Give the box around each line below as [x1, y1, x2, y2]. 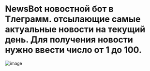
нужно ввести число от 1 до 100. [5, 44, 142, 56]
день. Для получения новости [5, 34, 133, 45]
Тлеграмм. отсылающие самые [5, 14, 141, 25]
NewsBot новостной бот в [5, 3, 114, 14]
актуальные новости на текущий [5, 24, 146, 35]
